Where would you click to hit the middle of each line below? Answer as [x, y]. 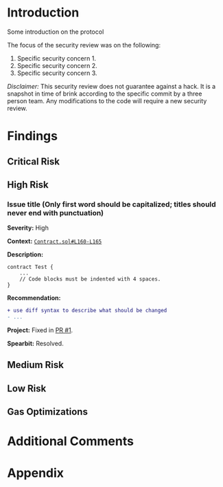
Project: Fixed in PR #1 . [40, 330]
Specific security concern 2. [57, 65]
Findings [33, 136]
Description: [25, 255]
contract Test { [30, 267]
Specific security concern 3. [57, 73]
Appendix [35, 473]
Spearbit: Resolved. [35, 343]
